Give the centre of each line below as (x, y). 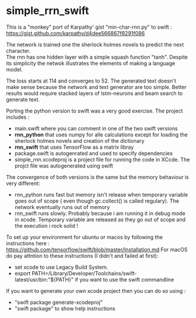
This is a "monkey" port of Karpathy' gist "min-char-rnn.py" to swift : (89, 27)
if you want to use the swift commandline (125, 279)
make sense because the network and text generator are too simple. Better (97, 87)
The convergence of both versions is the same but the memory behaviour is (97, 177)
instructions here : (28, 243)
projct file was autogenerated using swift (64, 166)
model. (14, 69)
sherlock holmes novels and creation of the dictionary (79, 141)
